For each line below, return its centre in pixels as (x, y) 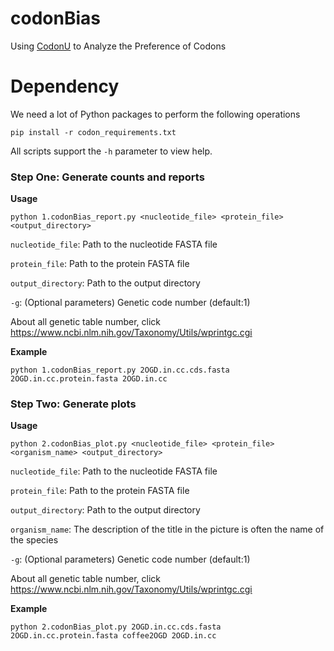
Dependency (65, 86)
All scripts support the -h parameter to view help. (111, 151)
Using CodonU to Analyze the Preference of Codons (118, 46)
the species (34, 540)
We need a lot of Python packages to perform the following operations (155, 114)
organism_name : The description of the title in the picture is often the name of (167, 529)
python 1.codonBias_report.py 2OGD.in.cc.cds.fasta (120, 370)
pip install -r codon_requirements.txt (93, 132)
